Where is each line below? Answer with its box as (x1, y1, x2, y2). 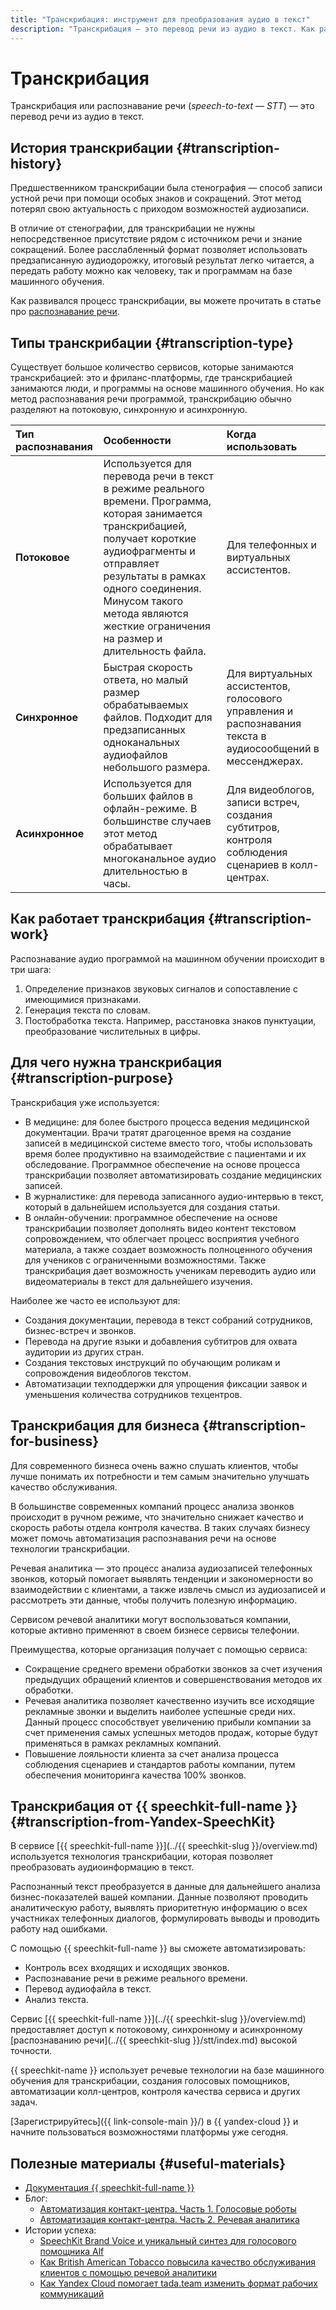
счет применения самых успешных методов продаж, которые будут (24, 1726, 319, 1738)
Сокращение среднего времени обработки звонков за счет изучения (24, 1662, 323, 1675)
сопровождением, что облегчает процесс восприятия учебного (24, 1232, 300, 1245)
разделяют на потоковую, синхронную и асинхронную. (10, 404, 248, 416)
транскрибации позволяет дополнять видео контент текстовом (24, 1222, 297, 1234)
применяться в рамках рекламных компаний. (24, 1737, 222, 1749)
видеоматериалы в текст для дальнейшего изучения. (24, 1275, 253, 1287)
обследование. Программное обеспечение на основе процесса (24, 1158, 301, 1170)
